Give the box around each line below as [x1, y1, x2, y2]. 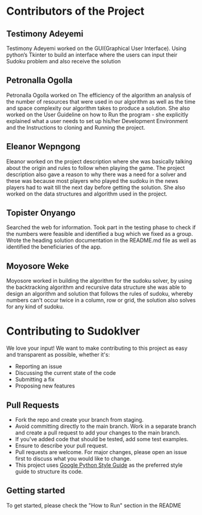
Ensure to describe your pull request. [15, 442, 108, 449]
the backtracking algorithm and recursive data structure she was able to [6, 283, 187, 291]
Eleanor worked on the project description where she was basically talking [6, 157, 192, 165]
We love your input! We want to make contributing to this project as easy [6, 344, 188, 352]
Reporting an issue [15, 363, 62, 370]
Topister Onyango [6, 208, 76, 218]
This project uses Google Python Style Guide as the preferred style [15, 461, 183, 469]
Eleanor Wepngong [6, 141, 81, 152]
